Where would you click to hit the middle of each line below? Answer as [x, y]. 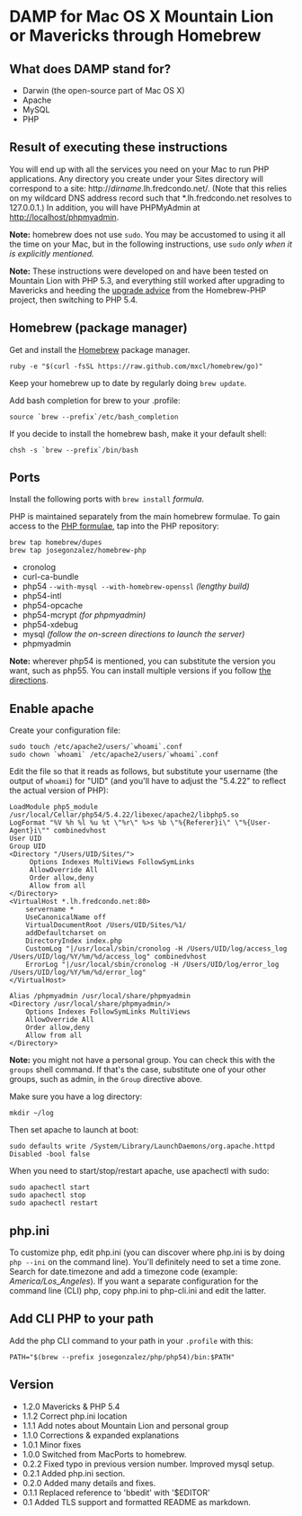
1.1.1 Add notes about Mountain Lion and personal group [125, 1425]
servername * [50, 910]
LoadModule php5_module [54, 808]
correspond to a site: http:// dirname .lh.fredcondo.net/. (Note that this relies [148, 188]
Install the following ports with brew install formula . [107, 499]
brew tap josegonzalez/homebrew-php [78, 551]
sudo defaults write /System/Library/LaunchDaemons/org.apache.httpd [142, 1146]
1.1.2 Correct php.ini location [75, 1416]
